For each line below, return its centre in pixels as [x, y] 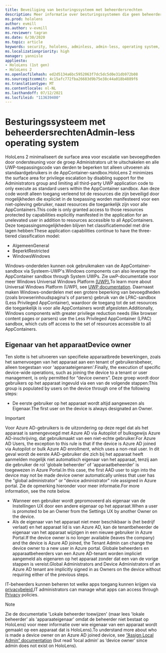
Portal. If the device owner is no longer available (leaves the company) [83, 538]
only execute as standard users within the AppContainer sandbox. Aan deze [82, 189]
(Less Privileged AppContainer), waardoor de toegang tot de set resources [81, 303]
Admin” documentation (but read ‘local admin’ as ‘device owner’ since [76, 640]
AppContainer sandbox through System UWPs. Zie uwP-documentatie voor [82, 277]
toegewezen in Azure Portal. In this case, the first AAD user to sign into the [81, 470]
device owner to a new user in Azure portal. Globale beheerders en [81, 548]
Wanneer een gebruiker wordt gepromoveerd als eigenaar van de [79, 501]
